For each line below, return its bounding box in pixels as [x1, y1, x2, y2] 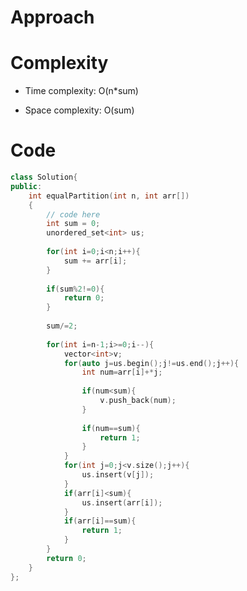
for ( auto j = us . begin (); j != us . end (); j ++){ [63, 358, 240, 368]
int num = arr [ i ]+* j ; [81, 367, 163, 378]
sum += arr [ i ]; [63, 256, 128, 266]
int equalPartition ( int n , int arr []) [28, 191, 190, 201]
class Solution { [10, 172, 78, 183]
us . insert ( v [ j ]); [81, 470, 155, 480]
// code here [46, 209, 101, 220]
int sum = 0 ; [46, 219, 101, 229]
